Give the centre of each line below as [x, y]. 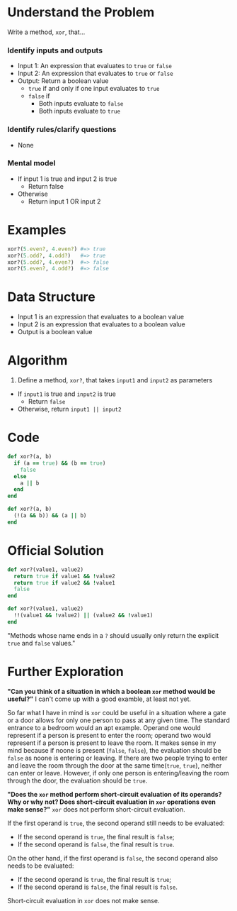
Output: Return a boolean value [63, 81]
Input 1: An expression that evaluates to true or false [94, 66]
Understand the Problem [81, 12]
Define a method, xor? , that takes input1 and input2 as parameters [115, 380]
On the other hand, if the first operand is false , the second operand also [112, 858]
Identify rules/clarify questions [62, 130]
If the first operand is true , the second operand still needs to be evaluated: [116, 823]
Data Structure [51, 297]
